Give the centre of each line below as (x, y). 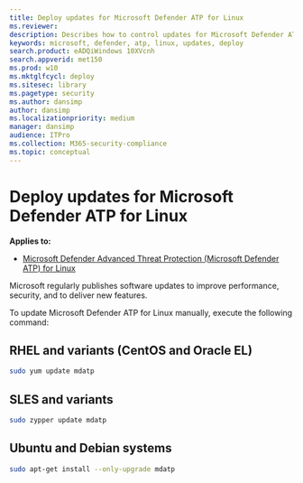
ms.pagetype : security (52, 93)
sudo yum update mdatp (52, 371)
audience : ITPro (40, 135)
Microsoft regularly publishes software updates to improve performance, (144, 285)
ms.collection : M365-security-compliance (88, 144)
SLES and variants (62, 399)
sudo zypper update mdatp (58, 421)
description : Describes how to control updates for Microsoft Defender (147, 34)
